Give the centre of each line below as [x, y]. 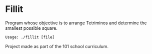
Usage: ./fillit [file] [30, 37]
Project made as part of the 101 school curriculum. [57, 46]
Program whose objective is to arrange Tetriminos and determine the [76, 23]
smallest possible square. [31, 28]
